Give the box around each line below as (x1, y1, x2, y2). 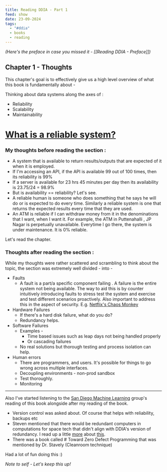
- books (9, 30, 26, 35)
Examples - (19, 328, 43, 334)
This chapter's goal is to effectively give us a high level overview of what (5, 76, 154, 82)
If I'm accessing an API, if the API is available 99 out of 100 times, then (12, 169, 157, 175)
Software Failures (12, 323, 49, 329)
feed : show (5, 12, 28, 17)
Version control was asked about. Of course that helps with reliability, (12, 410, 155, 416)
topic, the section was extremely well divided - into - (5, 265, 113, 271)
